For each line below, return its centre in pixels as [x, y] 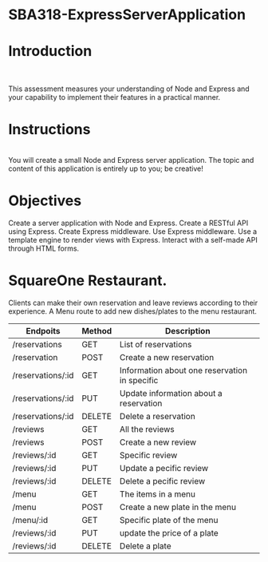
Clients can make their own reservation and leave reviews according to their [133, 303]
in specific [139, 380]
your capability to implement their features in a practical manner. [114, 97]
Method [97, 330]
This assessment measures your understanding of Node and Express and [129, 89]
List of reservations [156, 344]
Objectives [45, 201]
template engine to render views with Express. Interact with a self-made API [133, 240]
